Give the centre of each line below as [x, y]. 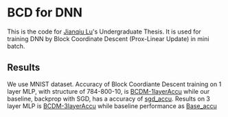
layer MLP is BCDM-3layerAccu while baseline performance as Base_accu [112, 106]
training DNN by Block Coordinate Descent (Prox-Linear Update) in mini [108, 38]
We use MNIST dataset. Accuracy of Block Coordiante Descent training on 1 [114, 84]
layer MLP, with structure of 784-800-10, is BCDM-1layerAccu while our [109, 91]
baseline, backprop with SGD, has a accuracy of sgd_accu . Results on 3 [109, 99]
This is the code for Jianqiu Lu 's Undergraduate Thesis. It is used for [104, 31]
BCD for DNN [45, 13]
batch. [16, 46]
